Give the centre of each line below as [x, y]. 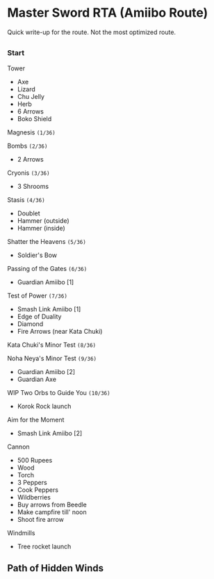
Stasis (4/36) [26, 199]
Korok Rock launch [44, 406]
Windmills [21, 533]
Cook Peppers [38, 490]
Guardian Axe [37, 379]
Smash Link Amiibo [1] [49, 309]
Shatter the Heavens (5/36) [47, 241]
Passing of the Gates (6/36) [47, 268]
